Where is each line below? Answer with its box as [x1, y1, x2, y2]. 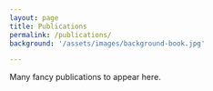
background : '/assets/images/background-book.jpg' [9, 38, 206, 48]
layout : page [9, 13, 59, 23]
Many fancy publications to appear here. [9, 72, 161, 83]
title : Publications [9, 22, 88, 31]
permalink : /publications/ [9, 30, 112, 39]
